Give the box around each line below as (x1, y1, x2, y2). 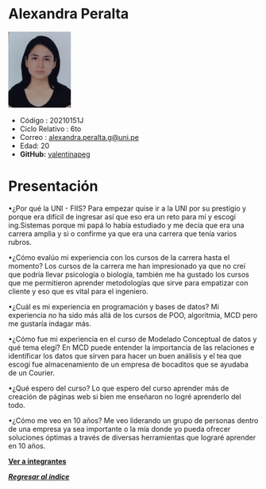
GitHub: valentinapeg (19, 149, 91, 159)
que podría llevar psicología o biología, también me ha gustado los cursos (8, 270, 250, 279)
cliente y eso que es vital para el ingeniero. (8, 286, 148, 296)
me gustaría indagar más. (8, 319, 92, 328)
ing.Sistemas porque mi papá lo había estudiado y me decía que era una (8, 220, 245, 230)
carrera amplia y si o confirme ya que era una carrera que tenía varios (8, 228, 237, 239)
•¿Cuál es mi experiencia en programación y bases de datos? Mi (8, 301, 220, 311)
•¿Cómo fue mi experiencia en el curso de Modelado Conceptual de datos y (8, 334, 257, 343)
